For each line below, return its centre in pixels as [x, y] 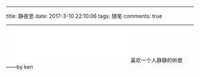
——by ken [20, 67]
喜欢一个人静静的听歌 [156, 60]
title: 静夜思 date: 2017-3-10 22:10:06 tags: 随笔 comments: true [84, 16]
